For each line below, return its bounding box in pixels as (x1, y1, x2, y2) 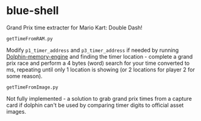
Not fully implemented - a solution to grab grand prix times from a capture (6, 95, 192, 102)
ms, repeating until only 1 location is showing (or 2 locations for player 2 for (6, 65, 195, 73)
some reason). (6, 72, 43, 79)
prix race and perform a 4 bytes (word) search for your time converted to (6, 59, 190, 67)
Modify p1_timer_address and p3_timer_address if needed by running (6, 46, 179, 54)
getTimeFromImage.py (6, 84, 59, 90)
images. (6, 108, 26, 115)
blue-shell (6, 4, 59, 18)
